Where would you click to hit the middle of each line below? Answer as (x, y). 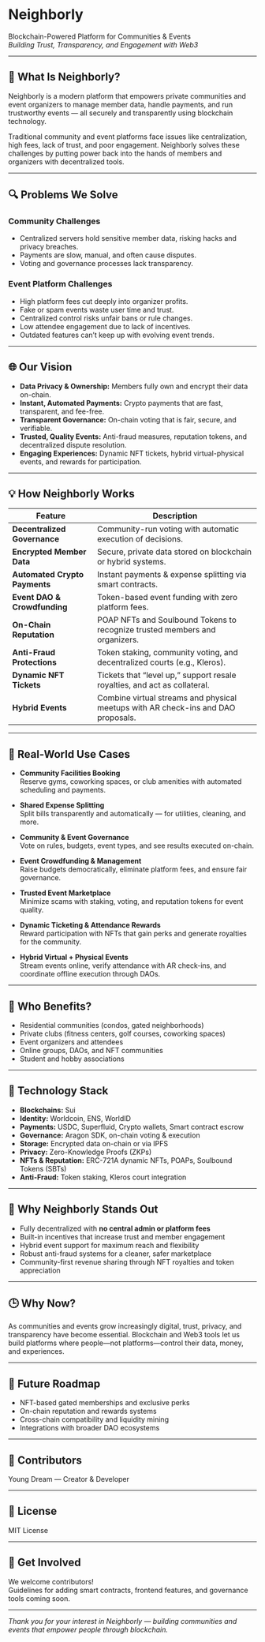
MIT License (28, 1530)
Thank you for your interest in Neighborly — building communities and (123, 1621)
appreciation (40, 1270)
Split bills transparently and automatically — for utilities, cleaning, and (132, 814)
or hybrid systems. (132, 562)
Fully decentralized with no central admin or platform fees (115, 1228)
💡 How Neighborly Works (72, 494)
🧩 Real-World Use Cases (69, 754)
